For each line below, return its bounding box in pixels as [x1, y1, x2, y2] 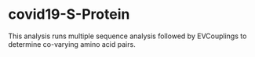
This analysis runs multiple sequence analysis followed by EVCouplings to [8, 31, 247, 41]
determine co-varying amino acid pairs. [8, 39, 136, 48]
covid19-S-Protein [8, 5, 130, 23]
